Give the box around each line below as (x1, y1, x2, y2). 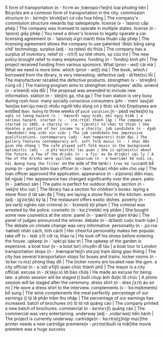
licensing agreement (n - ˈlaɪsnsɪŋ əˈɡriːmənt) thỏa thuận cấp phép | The (5, 36, 150, 41)
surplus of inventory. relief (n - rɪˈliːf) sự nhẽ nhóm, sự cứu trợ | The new (5, 51, 149, 57)
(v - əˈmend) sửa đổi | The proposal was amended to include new (5, 88, 136, 93)
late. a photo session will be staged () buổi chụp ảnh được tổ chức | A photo (5, 275, 158, 280)
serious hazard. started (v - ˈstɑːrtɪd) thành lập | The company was (5, 118, 152, 122)
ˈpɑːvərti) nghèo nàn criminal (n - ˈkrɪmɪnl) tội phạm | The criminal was (5, 202, 145, 207)
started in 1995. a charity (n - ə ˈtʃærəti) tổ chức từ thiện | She (5, 122, 150, 127)
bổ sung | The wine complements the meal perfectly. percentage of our (5, 290, 149, 296)
